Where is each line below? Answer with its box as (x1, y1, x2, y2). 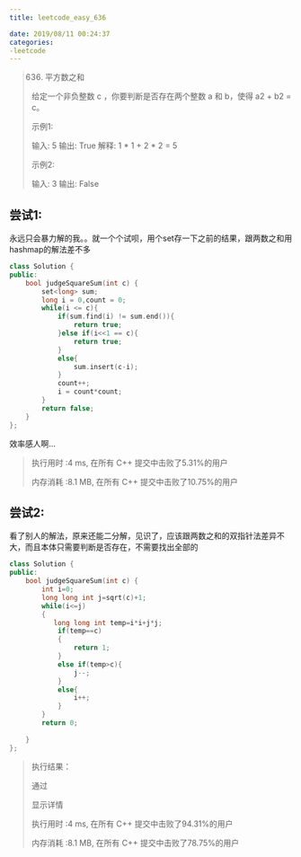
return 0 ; (41, 719, 78, 728)
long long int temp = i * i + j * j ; (53, 618, 164, 627)
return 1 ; (73, 643, 111, 652)
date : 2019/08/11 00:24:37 (9, 29, 111, 39)
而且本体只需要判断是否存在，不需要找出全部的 (24, 542, 199, 552)
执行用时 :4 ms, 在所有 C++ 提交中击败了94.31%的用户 (31, 818, 234, 829)
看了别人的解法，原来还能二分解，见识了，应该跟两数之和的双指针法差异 (9, 531, 277, 542)
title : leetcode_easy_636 (9, 13, 106, 22)
